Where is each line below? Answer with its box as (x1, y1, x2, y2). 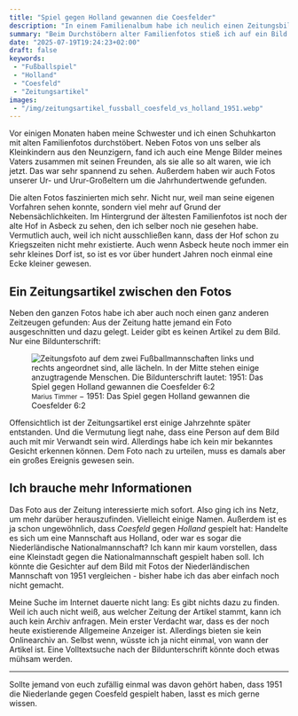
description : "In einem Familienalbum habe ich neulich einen (9, 21, 244, 30)
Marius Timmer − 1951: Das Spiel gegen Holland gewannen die (31, 391, 251, 402)
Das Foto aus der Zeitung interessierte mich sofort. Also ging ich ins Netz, (9, 504, 279, 515)
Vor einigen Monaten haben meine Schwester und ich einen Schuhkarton (9, 128, 277, 138)
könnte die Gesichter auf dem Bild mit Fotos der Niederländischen (9, 561, 250, 571)
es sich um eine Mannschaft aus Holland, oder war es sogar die (9, 532, 242, 543)
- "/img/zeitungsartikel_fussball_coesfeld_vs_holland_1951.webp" (12, 104, 264, 113)
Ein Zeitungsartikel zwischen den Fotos (9, 284, 232, 299)
